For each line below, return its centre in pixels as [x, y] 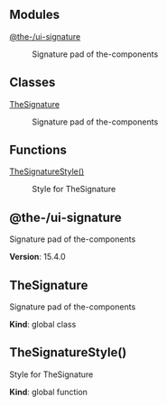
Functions [38, 150]
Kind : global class [43, 325]
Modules [35, 15]
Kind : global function [49, 392]
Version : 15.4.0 [37, 257]
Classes [32, 83]
